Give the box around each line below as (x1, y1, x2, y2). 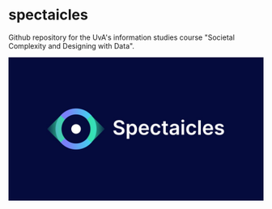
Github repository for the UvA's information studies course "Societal (8, 32, 235, 42)
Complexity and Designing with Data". (8, 41, 135, 50)
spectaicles (8, 6, 89, 24)
